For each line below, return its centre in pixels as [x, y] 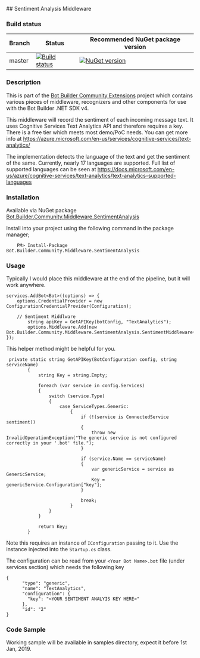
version [135, 47]
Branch [20, 43]
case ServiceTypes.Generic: [94, 407]
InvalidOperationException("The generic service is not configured [92, 438]
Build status [24, 24]
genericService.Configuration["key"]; [54, 485]
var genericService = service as [133, 469]
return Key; [53, 527]
